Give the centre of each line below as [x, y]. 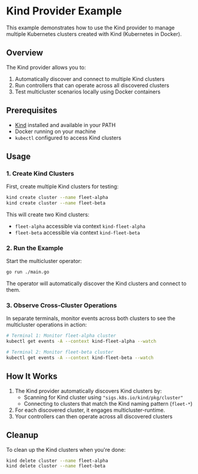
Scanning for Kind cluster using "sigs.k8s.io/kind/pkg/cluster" [103, 397]
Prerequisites [32, 111]
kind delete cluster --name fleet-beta [56, 466]
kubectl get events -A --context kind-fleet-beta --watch [80, 358]
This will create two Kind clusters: [48, 215]
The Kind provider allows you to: [46, 67]
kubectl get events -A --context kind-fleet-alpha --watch [81, 342]
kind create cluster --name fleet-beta [56, 203]
